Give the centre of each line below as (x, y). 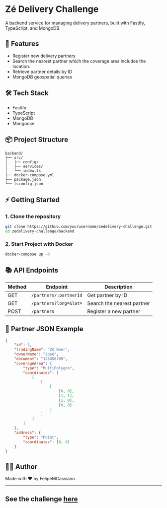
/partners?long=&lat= (57, 303)
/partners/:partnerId (57, 295)
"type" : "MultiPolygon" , (49, 368)
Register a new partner (114, 311)
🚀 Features (22, 44)
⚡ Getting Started (32, 200)
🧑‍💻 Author (21, 467)
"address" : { (28, 433)
